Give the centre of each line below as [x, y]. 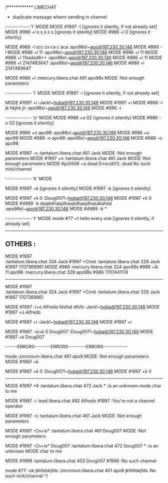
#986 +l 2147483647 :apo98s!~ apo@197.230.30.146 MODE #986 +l [75, 63]
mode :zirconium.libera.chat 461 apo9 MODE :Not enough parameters [77, 356]
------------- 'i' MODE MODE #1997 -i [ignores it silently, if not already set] [82, 93]
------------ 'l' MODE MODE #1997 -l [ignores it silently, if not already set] [81, 27]
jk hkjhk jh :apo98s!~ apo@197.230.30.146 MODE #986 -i [63, 108]
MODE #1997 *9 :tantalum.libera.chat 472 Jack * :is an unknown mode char [83, 385]
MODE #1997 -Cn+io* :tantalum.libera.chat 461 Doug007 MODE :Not [76, 430]
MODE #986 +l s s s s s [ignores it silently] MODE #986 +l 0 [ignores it [78, 32]
